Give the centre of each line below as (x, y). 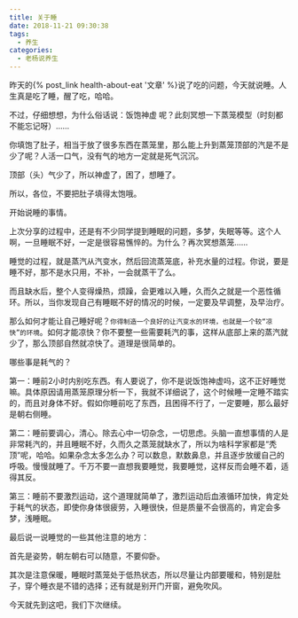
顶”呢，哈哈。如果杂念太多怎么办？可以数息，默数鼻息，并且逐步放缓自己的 (147, 455)
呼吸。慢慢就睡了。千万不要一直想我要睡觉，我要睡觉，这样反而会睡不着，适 (149, 466)
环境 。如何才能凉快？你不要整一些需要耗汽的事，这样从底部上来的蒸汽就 (157, 332)
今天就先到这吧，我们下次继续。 (67, 605)
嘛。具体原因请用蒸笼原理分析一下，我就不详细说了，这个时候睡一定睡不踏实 (149, 392)
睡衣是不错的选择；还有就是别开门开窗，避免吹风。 (133, 586)
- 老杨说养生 (38, 59)
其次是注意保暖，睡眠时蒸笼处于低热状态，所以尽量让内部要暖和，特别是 (141, 575)
